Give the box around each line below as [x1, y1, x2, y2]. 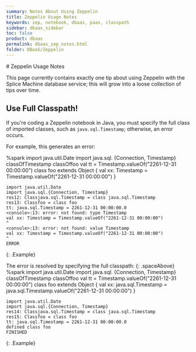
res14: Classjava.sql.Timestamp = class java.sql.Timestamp [6, 309, 156, 315]
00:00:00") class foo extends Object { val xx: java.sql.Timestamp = [6, 281, 168, 288]
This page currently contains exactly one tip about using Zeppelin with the [6, 74, 185, 81]
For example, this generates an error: [6, 143, 95, 150]
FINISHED [6, 329, 27, 335]
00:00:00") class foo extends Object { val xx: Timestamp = [6, 166, 148, 173]
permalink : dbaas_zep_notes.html [6, 42, 88, 47]
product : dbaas [6, 36, 43, 42]
